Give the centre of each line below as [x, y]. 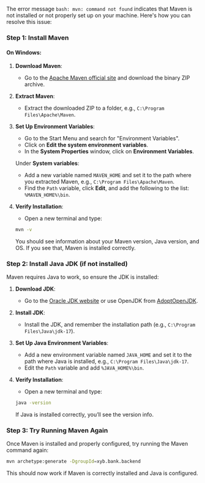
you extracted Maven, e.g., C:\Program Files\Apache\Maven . [99, 182]
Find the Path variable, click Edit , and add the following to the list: [107, 188]
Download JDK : [35, 289]
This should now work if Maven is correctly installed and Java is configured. [102, 473]
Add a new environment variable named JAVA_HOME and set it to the [108, 355]
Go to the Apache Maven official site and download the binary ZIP [107, 78]
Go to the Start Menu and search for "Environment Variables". [102, 139]
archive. [34, 85]
